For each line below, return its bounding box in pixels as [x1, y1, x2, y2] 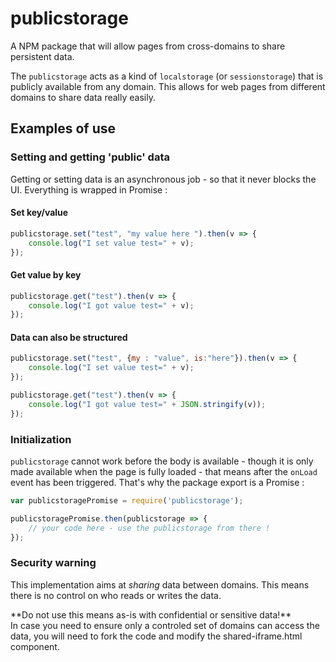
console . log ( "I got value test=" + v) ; [28, 300, 195, 311]
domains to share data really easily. [10, 91, 156, 103]
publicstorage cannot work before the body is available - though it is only [10, 455, 314, 467]
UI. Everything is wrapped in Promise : [10, 183, 168, 196]
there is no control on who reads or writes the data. [10, 589, 222, 601]
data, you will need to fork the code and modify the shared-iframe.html [10, 630, 303, 642]
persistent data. [10, 50, 75, 62]
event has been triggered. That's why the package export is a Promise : [10, 477, 305, 489]
